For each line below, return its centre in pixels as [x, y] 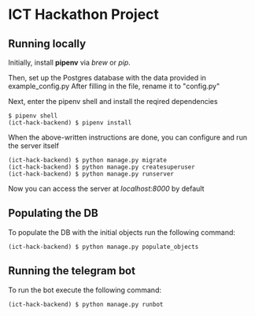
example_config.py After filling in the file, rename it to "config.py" [114, 86]
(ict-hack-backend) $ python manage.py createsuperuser [102, 167]
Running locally [47, 44]
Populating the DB [53, 213]
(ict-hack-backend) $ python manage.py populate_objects [103, 247]
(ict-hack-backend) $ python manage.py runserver [91, 174]
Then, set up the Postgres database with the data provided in [107, 78]
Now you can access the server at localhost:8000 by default [106, 188]
